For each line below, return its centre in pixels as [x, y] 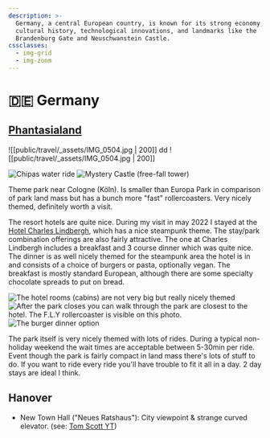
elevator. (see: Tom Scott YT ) [68, 426]
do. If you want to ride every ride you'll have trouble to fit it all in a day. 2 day [135, 364]
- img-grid [34, 53]
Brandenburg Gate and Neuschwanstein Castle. [93, 38]
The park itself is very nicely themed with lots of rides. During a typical [125, 338]
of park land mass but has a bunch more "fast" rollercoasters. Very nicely [130, 198]
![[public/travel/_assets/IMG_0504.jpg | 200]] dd [88, 149]
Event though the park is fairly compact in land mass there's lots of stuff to [132, 355]
